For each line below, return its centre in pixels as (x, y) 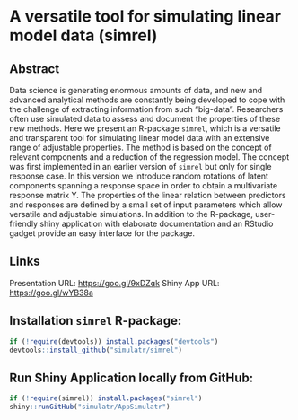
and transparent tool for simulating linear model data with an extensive (140, 138)
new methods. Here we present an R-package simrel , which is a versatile (145, 128)
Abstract (35, 69)
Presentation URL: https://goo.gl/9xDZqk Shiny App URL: (114, 283)
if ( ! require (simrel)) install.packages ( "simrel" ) (106, 398)
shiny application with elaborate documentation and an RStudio (157, 223)
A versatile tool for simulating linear (145, 17)
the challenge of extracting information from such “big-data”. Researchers (146, 109)
